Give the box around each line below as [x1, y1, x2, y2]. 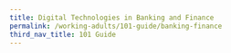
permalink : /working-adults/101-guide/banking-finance [9, 22, 223, 31]
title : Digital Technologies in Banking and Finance [9, 13, 215, 22]
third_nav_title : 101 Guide [9, 30, 117, 39]
